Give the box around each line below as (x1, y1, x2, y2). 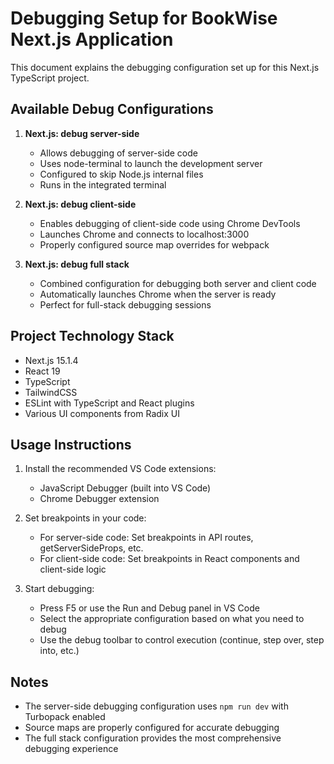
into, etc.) (39, 645, 80, 657)
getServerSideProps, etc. (39, 542, 144, 554)
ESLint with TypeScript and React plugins (24, 397, 195, 409)
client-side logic (39, 563, 107, 576)
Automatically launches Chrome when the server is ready (39, 288, 277, 300)
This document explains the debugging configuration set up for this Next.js (10, 61, 320, 73)
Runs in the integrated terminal (39, 178, 167, 191)
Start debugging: (24, 583, 95, 595)
